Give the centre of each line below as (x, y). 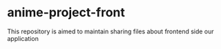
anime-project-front (66, 13)
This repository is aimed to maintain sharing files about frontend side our (110, 31)
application (23, 38)
